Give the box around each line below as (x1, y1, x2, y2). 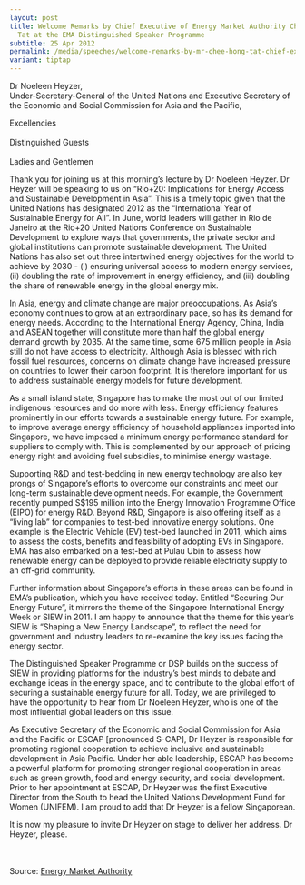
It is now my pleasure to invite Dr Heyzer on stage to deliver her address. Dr (9, 820, 293, 830)
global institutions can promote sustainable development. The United (9, 242, 268, 252)
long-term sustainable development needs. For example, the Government (9, 488, 284, 498)
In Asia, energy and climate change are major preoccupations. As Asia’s (9, 297, 278, 308)
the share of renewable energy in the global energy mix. (9, 280, 220, 291)
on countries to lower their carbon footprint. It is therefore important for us (9, 366, 288, 376)
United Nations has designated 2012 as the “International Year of (9, 203, 251, 214)
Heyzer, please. (9, 829, 68, 840)
